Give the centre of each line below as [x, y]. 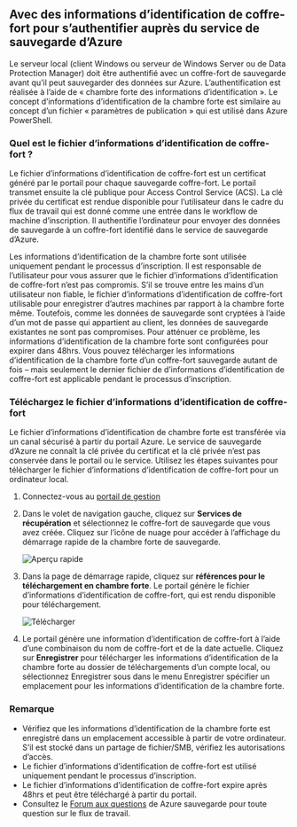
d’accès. [37, 756]
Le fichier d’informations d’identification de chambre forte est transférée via [148, 433]
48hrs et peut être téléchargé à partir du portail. [109, 794]
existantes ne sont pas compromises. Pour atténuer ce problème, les [135, 332]
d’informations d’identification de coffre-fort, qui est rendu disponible [149, 595]
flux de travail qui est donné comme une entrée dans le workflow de [133, 211]
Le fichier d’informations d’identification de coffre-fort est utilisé [139, 766]
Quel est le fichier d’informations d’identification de [123, 143]
